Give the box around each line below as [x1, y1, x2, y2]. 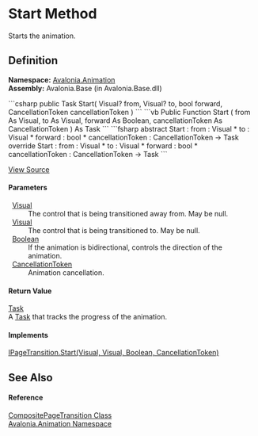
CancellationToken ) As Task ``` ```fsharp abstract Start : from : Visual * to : [8, 124, 250, 133]
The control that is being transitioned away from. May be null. [28, 208, 229, 218]
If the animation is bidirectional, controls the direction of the [28, 243, 223, 252]
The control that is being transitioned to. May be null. [28, 225, 200, 235]
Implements [8, 330, 49, 339]
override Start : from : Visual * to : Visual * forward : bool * [8, 140, 198, 151]
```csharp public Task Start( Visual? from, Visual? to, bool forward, [8, 98, 223, 108]
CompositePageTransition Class [8, 410, 112, 420]
